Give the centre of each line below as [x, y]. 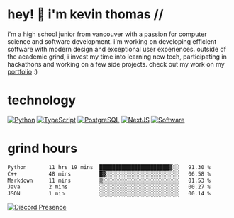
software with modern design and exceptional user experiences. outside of [117, 49]
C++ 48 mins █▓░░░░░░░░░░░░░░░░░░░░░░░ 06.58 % [109, 174]
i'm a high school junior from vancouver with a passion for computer [107, 34]
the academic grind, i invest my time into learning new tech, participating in [117, 57]
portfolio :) [23, 71]
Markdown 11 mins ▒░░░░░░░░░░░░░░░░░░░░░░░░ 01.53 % [109, 180]
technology [42, 100]
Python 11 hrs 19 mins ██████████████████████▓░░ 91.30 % [109, 167]
